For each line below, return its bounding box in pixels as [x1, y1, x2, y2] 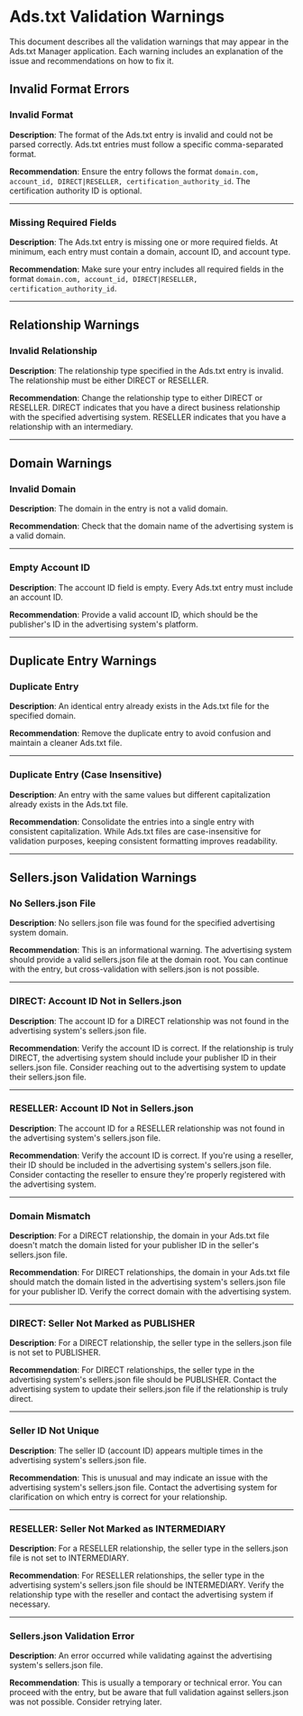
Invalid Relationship [9, 345, 97, 358]
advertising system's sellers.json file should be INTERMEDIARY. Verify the [9, 1580, 284, 1590]
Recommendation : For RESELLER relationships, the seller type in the [9, 1570, 265, 1581]
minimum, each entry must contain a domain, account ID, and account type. [9, 246, 291, 256]
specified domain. [9, 711, 77, 722]
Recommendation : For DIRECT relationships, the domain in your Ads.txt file [9, 1267, 290, 1278]
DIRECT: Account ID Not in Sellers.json [9, 995, 182, 1008]
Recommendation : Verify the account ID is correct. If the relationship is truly [9, 1042, 294, 1053]
